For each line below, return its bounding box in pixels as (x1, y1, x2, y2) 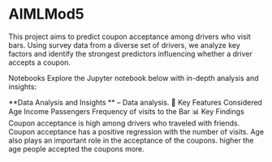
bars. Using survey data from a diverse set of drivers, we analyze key (8, 40, 241, 49)
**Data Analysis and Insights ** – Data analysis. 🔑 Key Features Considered (8, 97, 262, 107)
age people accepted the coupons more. (8, 143, 145, 154)
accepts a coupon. (8, 58, 71, 67)
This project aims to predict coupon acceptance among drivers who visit (8, 32, 252, 41)
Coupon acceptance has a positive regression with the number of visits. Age (8, 126, 265, 136)
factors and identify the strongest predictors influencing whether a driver (8, 49, 253, 58)
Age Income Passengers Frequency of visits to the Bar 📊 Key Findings (8, 106, 245, 116)
